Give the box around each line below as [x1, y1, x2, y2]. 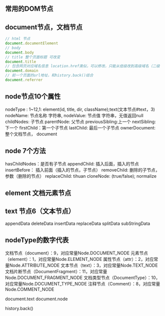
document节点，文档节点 [5, 23, 83, 31]
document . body [5, 50, 34, 55]
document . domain [5, 68, 38, 73]
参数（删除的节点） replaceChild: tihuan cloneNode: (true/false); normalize [5, 173, 157, 179]
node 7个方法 [5, 147, 46, 155]
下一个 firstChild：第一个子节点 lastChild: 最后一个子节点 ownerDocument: [5, 125, 156, 130]
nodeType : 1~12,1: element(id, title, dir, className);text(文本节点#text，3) [5, 106, 155, 112]
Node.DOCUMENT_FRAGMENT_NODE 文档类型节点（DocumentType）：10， [5, 275, 161, 281]
